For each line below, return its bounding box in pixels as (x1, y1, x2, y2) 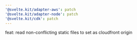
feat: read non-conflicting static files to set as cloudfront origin (5, 30, 133, 36)
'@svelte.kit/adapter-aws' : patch (5, 7, 76, 12)
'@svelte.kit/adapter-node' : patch (5, 12, 78, 17)
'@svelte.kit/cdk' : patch (5, 16, 58, 21)
